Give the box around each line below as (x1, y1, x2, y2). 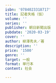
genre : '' (5, 52, 25, 58)
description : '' (5, 43, 38, 48)
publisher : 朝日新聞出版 (5, 25, 51, 30)
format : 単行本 (5, 62, 34, 66)
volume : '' (5, 16, 27, 21)
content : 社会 (5, 66, 33, 71)
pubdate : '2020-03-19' (5, 30, 51, 35)
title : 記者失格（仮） (5, 12, 46, 17)
